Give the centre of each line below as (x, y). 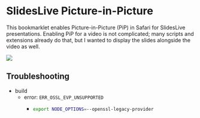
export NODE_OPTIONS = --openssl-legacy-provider (93, 109)
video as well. (23, 46)
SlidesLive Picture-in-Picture (80, 11)
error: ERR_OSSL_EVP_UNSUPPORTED (63, 97)
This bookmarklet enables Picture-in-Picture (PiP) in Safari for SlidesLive (96, 27)
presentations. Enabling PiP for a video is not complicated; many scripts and (100, 33)
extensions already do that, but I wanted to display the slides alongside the (98, 40)
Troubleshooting (38, 77)
